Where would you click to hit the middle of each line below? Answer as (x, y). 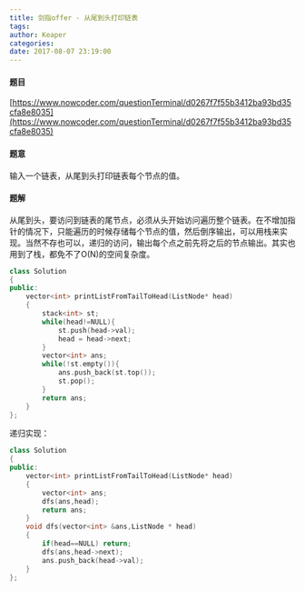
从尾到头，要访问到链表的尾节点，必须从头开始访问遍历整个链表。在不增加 (148, 220)
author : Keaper (38, 35)
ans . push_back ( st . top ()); (107, 373)
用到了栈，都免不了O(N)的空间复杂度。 (82, 254)
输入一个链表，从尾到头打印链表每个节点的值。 (97, 175)
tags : (20, 26)
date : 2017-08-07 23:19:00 (60, 52)
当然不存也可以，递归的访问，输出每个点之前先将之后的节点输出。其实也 (160, 243)
